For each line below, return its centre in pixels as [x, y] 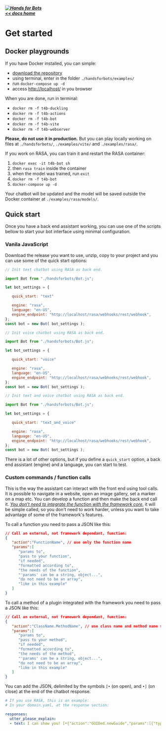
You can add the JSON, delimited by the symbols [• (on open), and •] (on [80, 686]
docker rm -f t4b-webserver [41, 129]
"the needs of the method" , [47, 654]
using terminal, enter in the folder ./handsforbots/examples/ [73, 78]
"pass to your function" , [45, 556]
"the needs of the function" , [49, 570]
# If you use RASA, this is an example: [47, 701]
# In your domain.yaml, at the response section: [57, 705]
